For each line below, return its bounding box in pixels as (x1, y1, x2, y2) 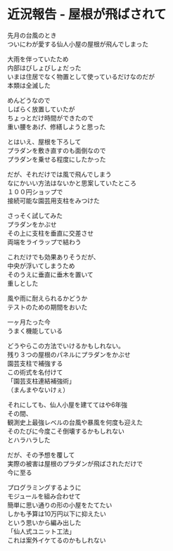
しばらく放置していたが (7, 105, 75, 113)
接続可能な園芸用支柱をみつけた (7, 196, 100, 205)
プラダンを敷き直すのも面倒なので (7, 146, 106, 155)
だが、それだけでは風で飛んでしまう (7, 170, 113, 178)
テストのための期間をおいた (7, 303, 88, 311)
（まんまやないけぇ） (7, 385, 69, 394)
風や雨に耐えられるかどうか (7, 293, 88, 303)
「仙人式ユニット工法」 (7, 527, 75, 536)
